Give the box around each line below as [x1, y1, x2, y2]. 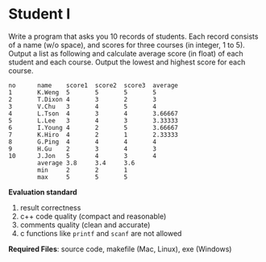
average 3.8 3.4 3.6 [37, 159, 135, 167]
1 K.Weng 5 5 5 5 [8, 88, 157, 97]
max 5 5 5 [37, 173, 128, 181]
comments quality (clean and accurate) [19, 219, 151, 230]
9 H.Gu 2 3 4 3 [8, 144, 157, 153]
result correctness [19, 202, 81, 212]
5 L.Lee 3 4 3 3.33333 [8, 116, 179, 125]
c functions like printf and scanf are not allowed [19, 228, 182, 238]
